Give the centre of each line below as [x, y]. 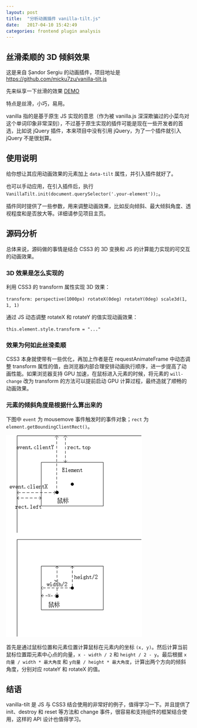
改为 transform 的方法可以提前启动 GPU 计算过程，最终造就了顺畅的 [105, 381]
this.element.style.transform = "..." [53, 329]
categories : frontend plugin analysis [53, 31]
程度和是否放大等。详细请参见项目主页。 [60, 213]
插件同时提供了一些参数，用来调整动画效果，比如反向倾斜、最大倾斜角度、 [96, 206]
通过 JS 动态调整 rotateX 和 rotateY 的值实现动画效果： [72, 317]
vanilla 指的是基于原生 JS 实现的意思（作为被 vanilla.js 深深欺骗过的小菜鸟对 [98, 116]
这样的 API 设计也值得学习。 [50, 719]
